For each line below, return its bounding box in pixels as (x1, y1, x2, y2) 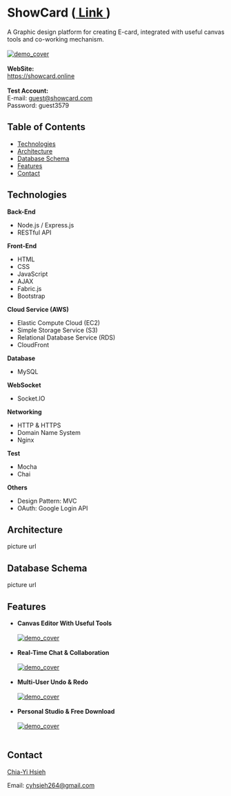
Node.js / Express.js (17, 221, 74, 229)
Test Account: (7, 86, 49, 95)
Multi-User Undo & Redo (17, 678, 88, 686)
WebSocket (7, 380, 41, 389)
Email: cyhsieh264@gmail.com (7, 781, 95, 789)
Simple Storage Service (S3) (17, 326, 98, 334)
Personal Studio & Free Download (17, 707, 115, 715)
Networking (7, 407, 43, 416)
